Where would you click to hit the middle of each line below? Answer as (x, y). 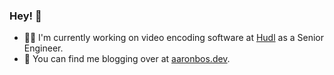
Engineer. (43, 48)
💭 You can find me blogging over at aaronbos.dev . (127, 59)
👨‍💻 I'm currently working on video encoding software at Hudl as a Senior (173, 38)
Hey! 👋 (25, 16)
